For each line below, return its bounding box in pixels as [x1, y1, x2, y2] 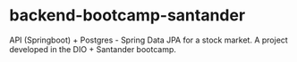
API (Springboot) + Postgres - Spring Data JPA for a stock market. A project [9, 35, 288, 45]
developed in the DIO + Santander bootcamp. [9, 43, 177, 54]
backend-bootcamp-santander [9, 5, 246, 26]
